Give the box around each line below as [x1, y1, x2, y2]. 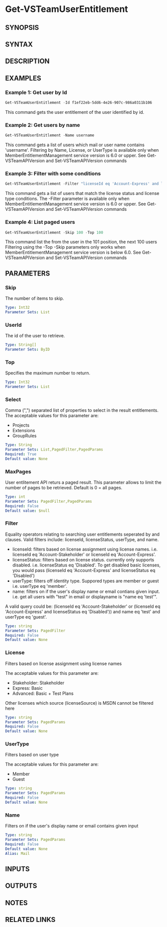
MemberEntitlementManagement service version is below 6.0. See [5, 250, 141, 256]
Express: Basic [12, 685, 43, 691]
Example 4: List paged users [5, 219, 76, 226]
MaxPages [5, 468, 31, 475]
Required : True [5, 452, 37, 457]
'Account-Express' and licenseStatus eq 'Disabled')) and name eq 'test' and [5, 608, 161, 615]
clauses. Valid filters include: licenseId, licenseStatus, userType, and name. [5, 536, 159, 543]
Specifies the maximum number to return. [5, 370, 90, 376]
